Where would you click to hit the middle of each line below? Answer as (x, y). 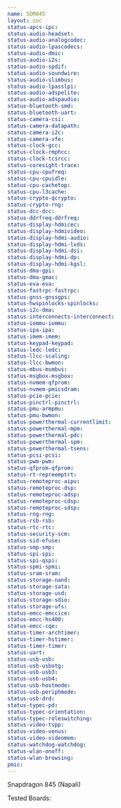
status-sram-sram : (34, 574)
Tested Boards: (29, 798)
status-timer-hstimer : (40, 639)
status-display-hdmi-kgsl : (47, 264)
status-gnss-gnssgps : (39, 297)
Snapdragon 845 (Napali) (44, 785)
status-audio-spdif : (38, 67)
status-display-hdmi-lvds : (47, 244)
